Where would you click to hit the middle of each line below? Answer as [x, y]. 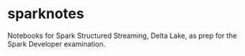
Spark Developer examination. [57, 43]
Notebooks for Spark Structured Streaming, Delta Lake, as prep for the [122, 35]
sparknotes [46, 14]
